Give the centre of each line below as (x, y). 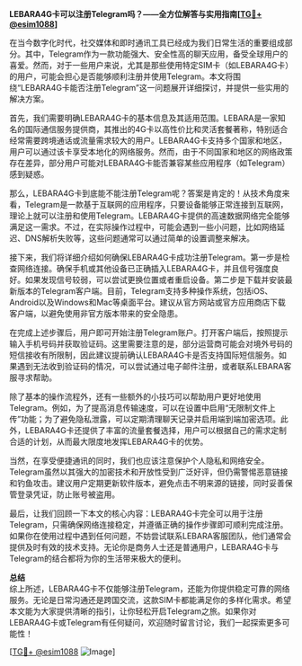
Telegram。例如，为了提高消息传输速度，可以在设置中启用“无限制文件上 (142, 408)
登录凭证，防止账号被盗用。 (68, 494)
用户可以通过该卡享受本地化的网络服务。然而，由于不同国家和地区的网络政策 (151, 151)
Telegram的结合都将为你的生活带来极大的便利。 (98, 558)
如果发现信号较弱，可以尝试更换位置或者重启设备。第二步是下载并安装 (155, 280)
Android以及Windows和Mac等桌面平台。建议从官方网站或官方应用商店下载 (147, 302)
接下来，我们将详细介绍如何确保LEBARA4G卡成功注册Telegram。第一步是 (146, 257)
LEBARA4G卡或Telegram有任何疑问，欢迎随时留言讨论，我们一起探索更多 (146, 622)
